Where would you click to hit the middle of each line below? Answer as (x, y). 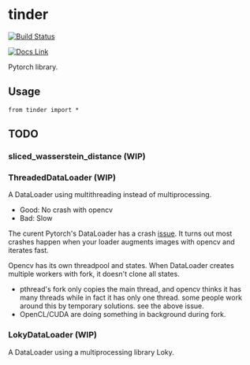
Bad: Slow (36, 218)
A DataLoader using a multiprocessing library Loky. (91, 352)
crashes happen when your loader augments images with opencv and (121, 242)
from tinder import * (44, 110)
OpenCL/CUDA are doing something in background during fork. (123, 315)
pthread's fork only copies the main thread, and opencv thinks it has (131, 289)
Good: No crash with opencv (66, 210)
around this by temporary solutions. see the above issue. (112, 306)
